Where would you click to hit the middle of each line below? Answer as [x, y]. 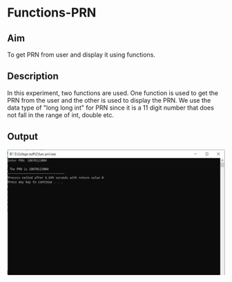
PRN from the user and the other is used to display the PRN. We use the [109, 100]
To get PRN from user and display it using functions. [81, 54]
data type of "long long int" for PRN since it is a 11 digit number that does [110, 108]
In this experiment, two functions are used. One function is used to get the [113, 93]
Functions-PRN [52, 13]
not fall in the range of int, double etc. [61, 114]
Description [33, 76]
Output [22, 137]
